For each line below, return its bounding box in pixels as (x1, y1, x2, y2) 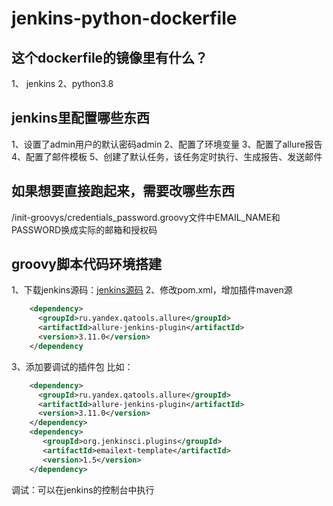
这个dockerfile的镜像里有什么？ (11, 49, 209, 66)
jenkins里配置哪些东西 (11, 110, 150, 127)
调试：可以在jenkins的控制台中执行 (11, 483, 155, 496)
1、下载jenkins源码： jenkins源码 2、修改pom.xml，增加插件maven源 (11, 284, 293, 296)
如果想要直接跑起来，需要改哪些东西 (11, 183, 235, 200)
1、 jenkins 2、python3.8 (11, 78, 114, 89)
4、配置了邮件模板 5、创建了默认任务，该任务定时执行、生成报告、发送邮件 (11, 150, 323, 162)
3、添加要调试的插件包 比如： (11, 360, 134, 372)
